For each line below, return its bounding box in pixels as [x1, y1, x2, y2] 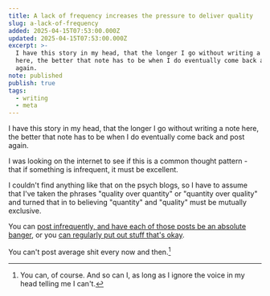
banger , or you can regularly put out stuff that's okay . [8, 230, 185, 240]
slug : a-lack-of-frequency [8, 19, 99, 27]
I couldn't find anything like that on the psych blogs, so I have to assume [8, 180, 248, 190]
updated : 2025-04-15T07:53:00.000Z [8, 34, 128, 43]
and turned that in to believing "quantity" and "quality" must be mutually [8, 198, 247, 208]
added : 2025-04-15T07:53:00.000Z [8, 27, 121, 35]
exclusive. [8, 206, 42, 216]
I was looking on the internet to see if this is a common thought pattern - [8, 156, 248, 166]
